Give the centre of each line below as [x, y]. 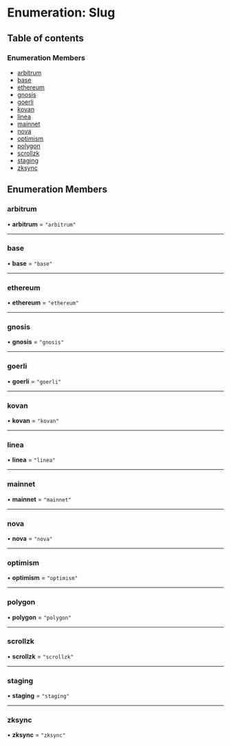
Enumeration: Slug [61, 13]
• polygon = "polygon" [40, 617]
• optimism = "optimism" [43, 578]
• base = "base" [30, 263]
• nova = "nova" [30, 538]
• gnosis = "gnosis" [35, 342]
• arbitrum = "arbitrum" [42, 224]
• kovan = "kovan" [33, 421]
